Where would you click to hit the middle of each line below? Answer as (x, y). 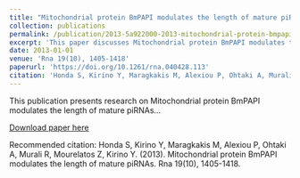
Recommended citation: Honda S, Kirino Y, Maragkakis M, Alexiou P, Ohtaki (148, 144)
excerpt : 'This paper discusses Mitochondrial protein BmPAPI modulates (147, 42)
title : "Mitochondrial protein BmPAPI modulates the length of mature (143, 17)
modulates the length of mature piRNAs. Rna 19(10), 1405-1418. (125, 163)
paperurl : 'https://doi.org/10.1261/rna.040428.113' (109, 68)
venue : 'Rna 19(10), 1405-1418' (69, 59)
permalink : (29, 34)
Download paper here (49, 127)
